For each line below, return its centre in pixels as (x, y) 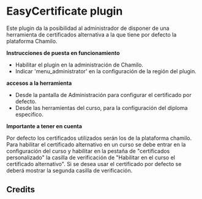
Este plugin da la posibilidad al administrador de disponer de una (88, 28)
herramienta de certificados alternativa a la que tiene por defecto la (92, 34)
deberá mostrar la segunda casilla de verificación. (69, 170)
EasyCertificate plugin (65, 11)
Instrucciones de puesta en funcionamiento (63, 52)
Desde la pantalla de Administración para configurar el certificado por (103, 95)
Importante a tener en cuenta (44, 126)
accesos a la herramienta (39, 83)
